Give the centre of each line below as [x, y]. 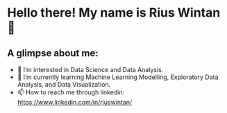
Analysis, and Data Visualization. [64, 84]
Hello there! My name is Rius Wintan [114, 13]
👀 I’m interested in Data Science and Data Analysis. [90, 70]
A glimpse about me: [53, 53]
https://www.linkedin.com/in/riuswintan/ [75, 102]
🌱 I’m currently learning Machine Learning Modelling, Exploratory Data [118, 77]
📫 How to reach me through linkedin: [71, 92]
